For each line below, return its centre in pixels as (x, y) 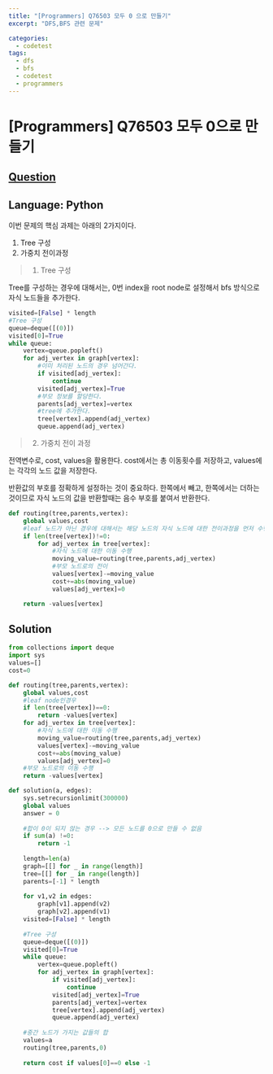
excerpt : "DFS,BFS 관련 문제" (56, 24)
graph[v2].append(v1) (74, 912)
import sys (27, 656)
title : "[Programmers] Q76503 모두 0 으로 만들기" (90, 16)
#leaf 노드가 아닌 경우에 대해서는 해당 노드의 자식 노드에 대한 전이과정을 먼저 (139, 528)
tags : (17, 54)
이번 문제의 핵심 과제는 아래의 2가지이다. (72, 225)
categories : (28, 38)
